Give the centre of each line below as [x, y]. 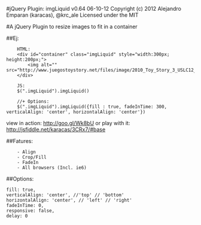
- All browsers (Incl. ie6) [52, 168]
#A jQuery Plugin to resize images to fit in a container [72, 27]
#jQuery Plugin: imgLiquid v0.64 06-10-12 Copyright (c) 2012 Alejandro [94, 9]
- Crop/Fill [32, 157]
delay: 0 [17, 216]
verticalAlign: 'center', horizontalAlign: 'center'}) [76, 112]
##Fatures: [19, 141]
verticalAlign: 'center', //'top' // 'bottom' [65, 195]
